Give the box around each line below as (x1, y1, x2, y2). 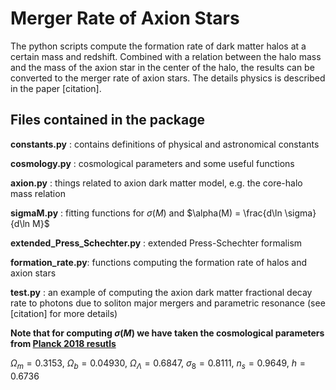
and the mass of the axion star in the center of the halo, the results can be (10, 61, 315, 73)
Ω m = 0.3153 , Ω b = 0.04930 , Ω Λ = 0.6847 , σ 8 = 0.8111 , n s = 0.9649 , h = (10, 357, 306, 371)
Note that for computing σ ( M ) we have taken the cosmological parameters (10, 327, 325, 339)
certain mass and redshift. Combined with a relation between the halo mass (10, 50, 322, 62)
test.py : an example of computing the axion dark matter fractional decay (10, 286, 313, 298)
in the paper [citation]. (10, 82, 102, 94)
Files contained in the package (10, 112, 205, 129)
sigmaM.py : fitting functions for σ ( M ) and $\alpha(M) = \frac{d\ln (10, 207, 283, 219)
